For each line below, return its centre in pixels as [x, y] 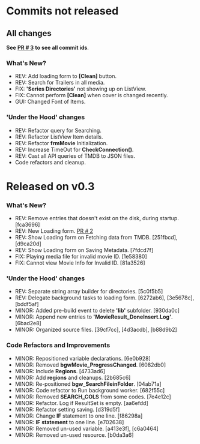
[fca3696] [27, 225]
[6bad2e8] [28, 323]
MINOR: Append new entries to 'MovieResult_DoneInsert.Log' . [94, 317]
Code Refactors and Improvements [58, 345]
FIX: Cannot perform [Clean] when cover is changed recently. [91, 95]
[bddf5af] [27, 304]
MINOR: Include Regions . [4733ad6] [60, 371]
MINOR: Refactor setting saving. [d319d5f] [67, 409]
